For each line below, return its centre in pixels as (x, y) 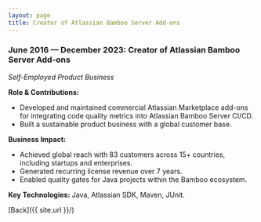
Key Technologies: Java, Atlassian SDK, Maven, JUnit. (97, 195)
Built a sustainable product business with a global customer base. (125, 124)
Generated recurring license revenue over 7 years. (101, 171)
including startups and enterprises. (76, 162)
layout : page (29, 15)
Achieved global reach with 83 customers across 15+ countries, (122, 155)
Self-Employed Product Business (61, 77)
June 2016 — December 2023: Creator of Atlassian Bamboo (124, 50)
